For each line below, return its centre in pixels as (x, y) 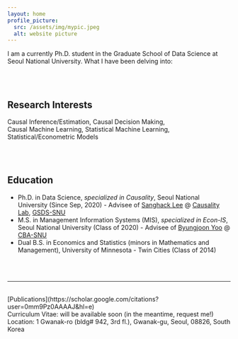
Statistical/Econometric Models (53, 137)
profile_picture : (33, 21)
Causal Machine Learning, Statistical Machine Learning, (89, 130)
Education (30, 180)
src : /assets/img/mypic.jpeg (57, 27)
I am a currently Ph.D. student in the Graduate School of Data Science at (113, 54)
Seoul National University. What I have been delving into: (90, 62)
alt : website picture (46, 34)
